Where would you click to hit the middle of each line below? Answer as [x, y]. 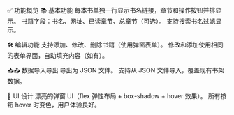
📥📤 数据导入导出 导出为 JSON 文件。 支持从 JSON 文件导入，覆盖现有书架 [116, 70]
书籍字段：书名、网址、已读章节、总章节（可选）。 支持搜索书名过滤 [118, 21]
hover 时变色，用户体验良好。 [58, 105]
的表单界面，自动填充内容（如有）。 [58, 55]
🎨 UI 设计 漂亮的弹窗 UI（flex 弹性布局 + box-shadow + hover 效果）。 [107, 96]
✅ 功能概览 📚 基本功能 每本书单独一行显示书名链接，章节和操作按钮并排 [111, 10]
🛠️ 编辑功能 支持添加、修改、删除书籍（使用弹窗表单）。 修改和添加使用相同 [115, 45]
